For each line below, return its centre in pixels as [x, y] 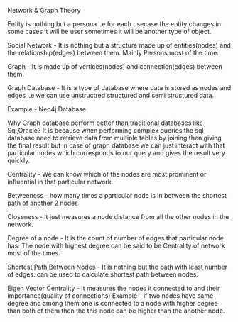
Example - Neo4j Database [47, 109]
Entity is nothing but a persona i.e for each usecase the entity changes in [114, 24]
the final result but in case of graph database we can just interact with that [116, 145]
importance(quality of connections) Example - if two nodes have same [110, 296]
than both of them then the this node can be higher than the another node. [116, 311]
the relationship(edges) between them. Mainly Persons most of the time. [113, 53]
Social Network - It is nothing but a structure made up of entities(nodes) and [119, 45]
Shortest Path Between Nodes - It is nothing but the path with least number [118, 267]
